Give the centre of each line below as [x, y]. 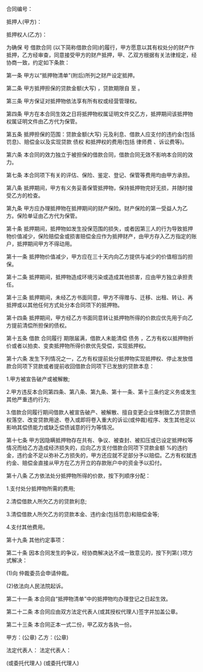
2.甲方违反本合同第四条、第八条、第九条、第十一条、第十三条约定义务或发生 [101, 392]
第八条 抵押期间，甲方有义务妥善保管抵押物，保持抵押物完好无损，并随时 [97, 188]
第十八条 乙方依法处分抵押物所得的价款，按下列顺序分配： [79, 476]
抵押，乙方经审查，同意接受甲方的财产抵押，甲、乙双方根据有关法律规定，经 [101, 55]
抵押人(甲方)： [24, 22]
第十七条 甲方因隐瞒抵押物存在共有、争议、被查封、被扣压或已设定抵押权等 [100, 440]
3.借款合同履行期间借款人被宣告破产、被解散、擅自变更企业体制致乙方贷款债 [101, 412]
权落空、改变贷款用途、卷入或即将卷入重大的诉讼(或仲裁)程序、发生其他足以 [101, 420]
